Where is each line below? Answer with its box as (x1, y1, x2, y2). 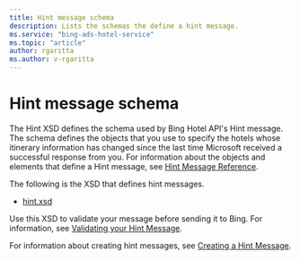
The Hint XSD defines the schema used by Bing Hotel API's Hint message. (9, 123, 284, 134)
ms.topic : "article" (9, 38, 87, 48)
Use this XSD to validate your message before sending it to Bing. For (9, 212, 263, 224)
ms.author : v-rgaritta (9, 55, 94, 64)
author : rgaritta (9, 47, 75, 56)
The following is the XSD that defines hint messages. (9, 178, 205, 189)
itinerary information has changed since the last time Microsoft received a (9, 142, 283, 152)
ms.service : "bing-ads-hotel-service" (9, 30, 154, 39)
